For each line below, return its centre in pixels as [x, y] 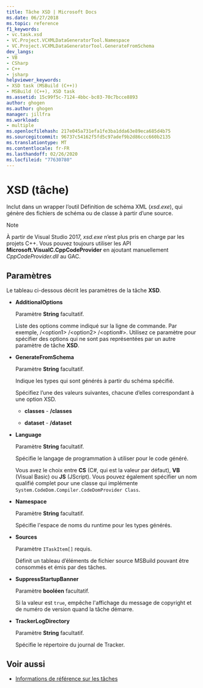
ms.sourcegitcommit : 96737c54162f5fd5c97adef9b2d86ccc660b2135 [89, 137]
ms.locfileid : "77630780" [39, 159]
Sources [26, 537]
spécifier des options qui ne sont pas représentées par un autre [95, 339]
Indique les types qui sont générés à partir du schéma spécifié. [94, 381]
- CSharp [17, 63]
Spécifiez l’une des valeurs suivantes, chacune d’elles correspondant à [105, 393]
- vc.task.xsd [24, 35]
